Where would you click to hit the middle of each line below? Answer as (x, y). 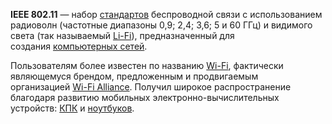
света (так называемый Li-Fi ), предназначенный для (122, 35)
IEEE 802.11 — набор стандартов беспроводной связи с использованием (166, 14)
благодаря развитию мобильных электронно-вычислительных (145, 97)
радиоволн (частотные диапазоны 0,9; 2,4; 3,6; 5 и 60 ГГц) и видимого (161, 25)
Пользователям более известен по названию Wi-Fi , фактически (147, 65)
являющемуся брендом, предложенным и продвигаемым (134, 76)
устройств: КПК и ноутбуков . (72, 108)
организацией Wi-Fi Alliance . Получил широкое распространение (151, 87)
